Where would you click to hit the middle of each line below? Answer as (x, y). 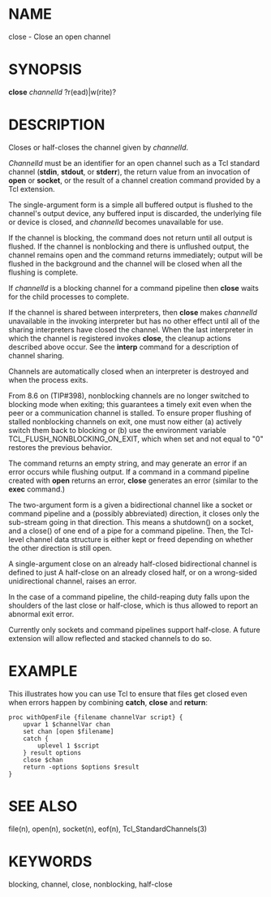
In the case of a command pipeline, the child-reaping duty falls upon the (129, 596)
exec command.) (37, 489)
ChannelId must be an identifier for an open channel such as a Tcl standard (134, 162)
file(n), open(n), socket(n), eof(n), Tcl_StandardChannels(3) (108, 829)
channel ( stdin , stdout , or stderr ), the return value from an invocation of (129, 171)
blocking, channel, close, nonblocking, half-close (90, 884)
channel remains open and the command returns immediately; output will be (136, 255)
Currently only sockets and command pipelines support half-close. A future (135, 630)
